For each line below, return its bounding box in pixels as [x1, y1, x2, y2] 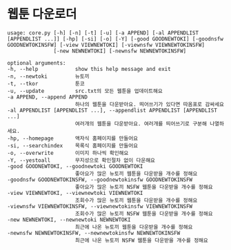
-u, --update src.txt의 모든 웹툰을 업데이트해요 [7, 87, 163, 94]
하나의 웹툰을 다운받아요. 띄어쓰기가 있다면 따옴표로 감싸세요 [74, 101, 224, 107]
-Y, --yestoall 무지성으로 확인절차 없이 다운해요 [7, 156, 156, 164]
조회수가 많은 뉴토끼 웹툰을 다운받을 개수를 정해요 [74, 197, 198, 204]
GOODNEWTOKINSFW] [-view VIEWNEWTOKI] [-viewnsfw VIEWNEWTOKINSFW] [7, 41, 205, 48]
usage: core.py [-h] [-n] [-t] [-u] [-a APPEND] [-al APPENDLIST [7, 29, 199, 37]
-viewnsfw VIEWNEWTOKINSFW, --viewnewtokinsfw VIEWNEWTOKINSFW [7, 202, 193, 210]
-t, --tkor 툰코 [7, 80, 85, 87]
